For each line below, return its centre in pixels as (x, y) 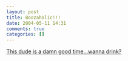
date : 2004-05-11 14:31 (36, 23)
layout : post (23, 12)
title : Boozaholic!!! (34, 18)
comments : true (25, 29)
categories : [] (25, 34)
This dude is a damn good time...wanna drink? (64, 51)
